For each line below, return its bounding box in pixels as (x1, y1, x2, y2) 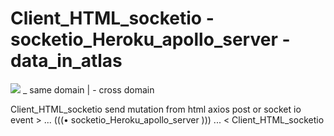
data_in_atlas (10, 50, 123, 72)
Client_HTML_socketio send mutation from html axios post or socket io (10, 103, 302, 115)
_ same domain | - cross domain (22, 83, 155, 96)
